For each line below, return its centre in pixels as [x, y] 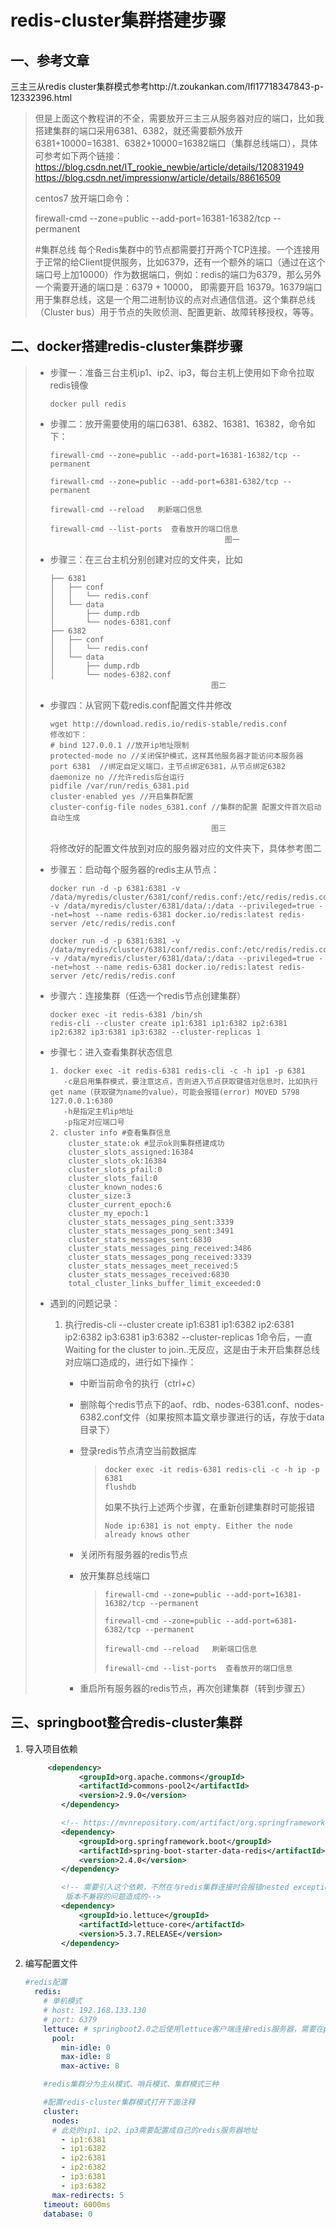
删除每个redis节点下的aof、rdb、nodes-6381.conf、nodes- [202, 1404]
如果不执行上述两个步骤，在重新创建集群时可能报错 [209, 1507]
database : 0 [68, 2214]
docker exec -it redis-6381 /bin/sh [126, 1014]
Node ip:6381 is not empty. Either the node [198, 1526]
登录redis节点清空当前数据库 [138, 1450]
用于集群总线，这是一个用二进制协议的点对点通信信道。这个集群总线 [175, 299]
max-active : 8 [90, 2066]
